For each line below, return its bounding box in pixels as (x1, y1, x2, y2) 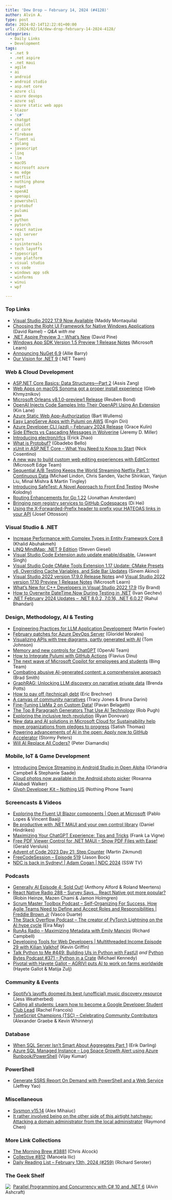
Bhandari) (12, 601, 34, 607)
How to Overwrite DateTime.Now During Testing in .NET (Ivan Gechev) (12, 590, 162, 596)
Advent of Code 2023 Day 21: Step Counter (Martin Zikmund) (12, 849, 143, 855)
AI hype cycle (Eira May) (12, 922, 65, 928)
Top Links (5, 306, 30, 313)
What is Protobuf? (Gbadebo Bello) (12, 440, 87, 446)
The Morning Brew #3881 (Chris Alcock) (12, 1148, 99, 1154)
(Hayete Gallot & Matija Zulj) (12, 966, 72, 972)
